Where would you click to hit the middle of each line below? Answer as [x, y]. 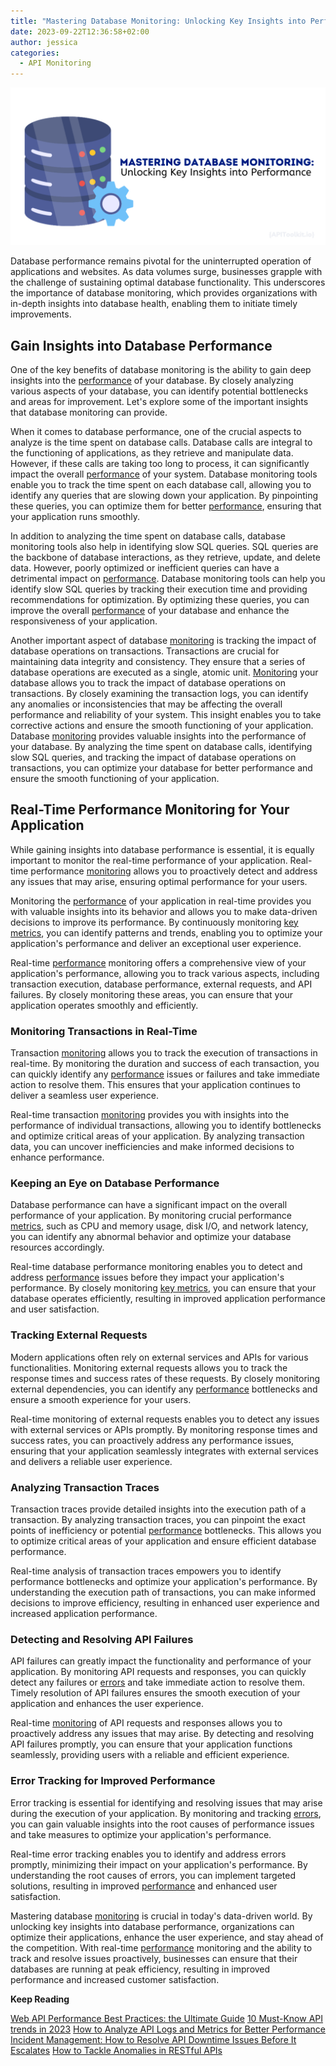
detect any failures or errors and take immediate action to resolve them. [158, 1682]
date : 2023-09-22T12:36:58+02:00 [80, 31]
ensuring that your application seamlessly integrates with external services [164, 1451]
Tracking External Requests [79, 1335]
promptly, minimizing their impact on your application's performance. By [159, 1864]
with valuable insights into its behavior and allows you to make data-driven [164, 911]
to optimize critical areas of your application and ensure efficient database [163, 1541]
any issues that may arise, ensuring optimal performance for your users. [159, 881]
